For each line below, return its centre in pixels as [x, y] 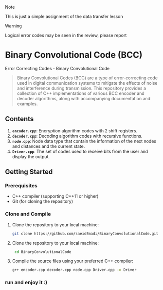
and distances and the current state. [48, 146]
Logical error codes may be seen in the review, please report [66, 35]
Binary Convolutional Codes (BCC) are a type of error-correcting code [87, 78]
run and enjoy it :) [26, 283]
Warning [13, 26]
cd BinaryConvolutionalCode [43, 252]
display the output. [31, 156]
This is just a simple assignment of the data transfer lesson [64, 16]
